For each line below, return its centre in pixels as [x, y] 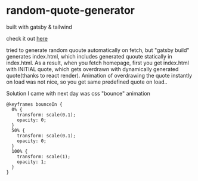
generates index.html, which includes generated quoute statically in [89, 56]
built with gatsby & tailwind [39, 27]
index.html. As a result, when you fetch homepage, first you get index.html [98, 63]
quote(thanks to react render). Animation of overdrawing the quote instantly [99, 75]
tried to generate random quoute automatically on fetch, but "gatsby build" [98, 50]
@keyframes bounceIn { [34, 104]
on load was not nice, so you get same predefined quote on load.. [87, 82]
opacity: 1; [32, 162]
